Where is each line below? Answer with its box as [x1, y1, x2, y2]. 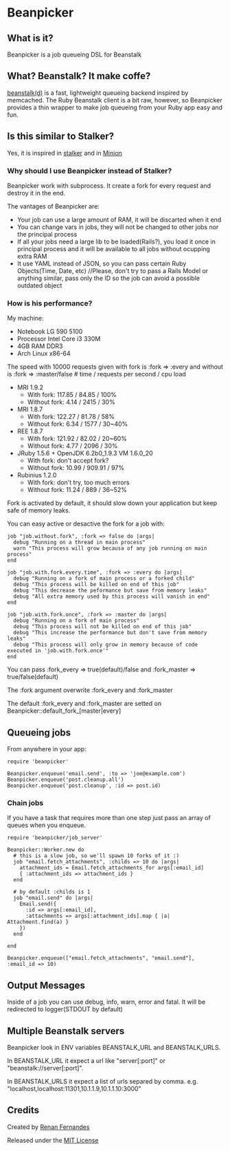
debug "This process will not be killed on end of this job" [13, 623, 192, 630]
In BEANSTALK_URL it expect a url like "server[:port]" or [7, 1056, 166, 1064]
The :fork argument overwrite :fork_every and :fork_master [7, 686, 173, 694]
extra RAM [16, 252, 47, 260]
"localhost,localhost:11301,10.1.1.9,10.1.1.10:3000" [7, 1084, 142, 1093]
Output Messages [7, 979, 86, 991]
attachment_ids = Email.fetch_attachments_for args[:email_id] [19, 865, 205, 872]
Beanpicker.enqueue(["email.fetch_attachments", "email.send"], [7, 955, 195, 962]
